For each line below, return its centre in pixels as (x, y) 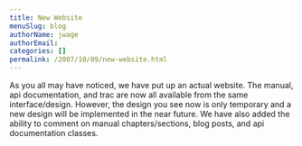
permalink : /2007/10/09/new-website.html (89, 59)
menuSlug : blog (38, 26)
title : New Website (46, 18)
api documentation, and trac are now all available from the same (129, 95)
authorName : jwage (44, 34)
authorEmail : (34, 43)
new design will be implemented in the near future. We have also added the (150, 114)
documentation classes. (54, 133)
